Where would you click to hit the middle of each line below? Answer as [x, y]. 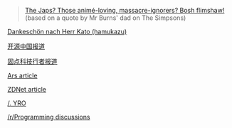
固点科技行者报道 [32, 61]
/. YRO [17, 103]
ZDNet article [27, 89]
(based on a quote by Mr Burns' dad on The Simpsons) [105, 18]
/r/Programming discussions [49, 117]
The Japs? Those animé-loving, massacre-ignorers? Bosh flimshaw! [125, 10]
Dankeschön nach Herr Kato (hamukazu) [67, 32]
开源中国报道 [26, 46]
